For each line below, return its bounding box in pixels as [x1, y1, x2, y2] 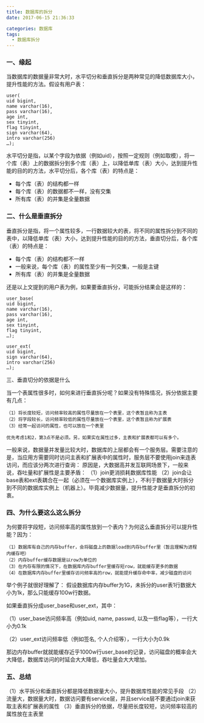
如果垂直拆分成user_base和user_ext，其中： [6, 602, 117, 609]
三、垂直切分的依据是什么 [6, 376, 70, 383]
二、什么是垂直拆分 [6, 212, 63, 221]
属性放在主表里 [6, 710, 44, 718]
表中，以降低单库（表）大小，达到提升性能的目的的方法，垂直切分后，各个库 [6, 235, 198, 242]
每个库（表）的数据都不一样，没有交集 [15, 188, 111, 195]
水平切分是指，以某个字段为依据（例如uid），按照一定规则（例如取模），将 [6, 152, 190, 159]
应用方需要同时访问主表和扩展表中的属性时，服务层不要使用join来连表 [22, 454, 196, 461]
